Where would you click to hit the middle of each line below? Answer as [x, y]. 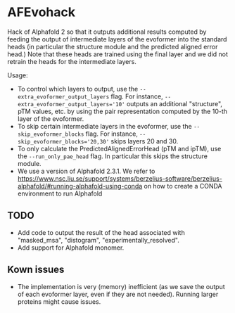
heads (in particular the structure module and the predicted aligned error [113, 46]
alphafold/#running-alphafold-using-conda [80, 186]
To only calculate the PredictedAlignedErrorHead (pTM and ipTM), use [119, 148]
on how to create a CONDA [183, 186]
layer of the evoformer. [51, 119]
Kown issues [36, 270]
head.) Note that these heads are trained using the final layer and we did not [118, 54]
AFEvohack [42, 12]
